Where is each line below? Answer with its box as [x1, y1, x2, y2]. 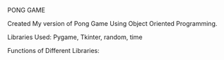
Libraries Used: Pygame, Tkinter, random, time [7, 33, 143, 41]
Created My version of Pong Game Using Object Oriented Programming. [7, 20, 218, 27]
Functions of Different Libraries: [7, 47, 100, 54]
